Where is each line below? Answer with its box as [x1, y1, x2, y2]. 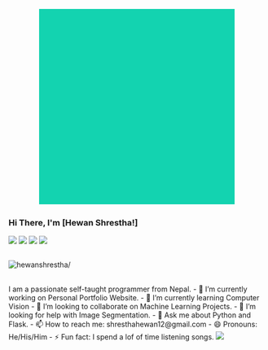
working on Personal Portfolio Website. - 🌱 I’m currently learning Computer [8, 293, 260, 303]
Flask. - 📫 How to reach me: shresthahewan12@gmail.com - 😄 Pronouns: [8, 319, 258, 330]
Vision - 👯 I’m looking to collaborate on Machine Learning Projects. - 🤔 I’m [8, 302, 257, 312]
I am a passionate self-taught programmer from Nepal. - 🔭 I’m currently [8, 284, 248, 294]
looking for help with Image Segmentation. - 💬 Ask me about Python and [8, 310, 251, 320]
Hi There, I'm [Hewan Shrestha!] [8, 217, 138, 228]
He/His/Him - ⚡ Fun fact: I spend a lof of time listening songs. [8, 332, 214, 342]
